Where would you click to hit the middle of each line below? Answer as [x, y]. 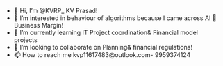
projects [26, 40]
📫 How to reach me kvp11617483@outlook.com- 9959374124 [102, 55]
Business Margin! [39, 25]
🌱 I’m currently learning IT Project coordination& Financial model [106, 32]
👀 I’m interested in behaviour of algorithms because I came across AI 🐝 [115, 18]
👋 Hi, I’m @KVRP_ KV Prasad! [56, 11]
